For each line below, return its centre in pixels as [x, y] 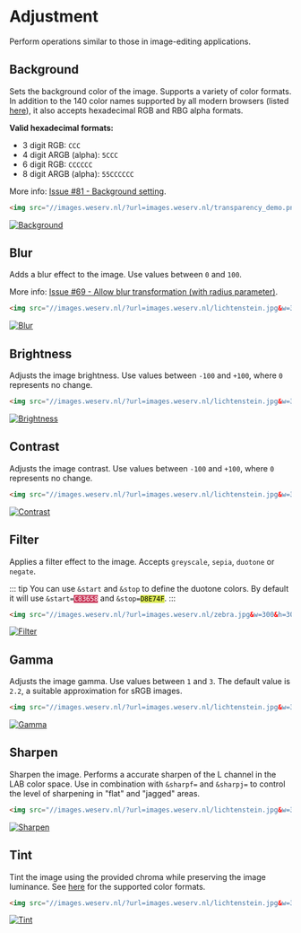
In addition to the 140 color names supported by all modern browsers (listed [149, 101]
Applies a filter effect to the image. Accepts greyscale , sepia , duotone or [142, 561]
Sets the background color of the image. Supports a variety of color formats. [150, 91]
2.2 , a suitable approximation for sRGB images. [96, 691]
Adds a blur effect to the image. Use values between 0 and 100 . [125, 275]
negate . [22, 571]
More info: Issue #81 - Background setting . [88, 191]
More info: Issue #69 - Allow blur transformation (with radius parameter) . [144, 292]
